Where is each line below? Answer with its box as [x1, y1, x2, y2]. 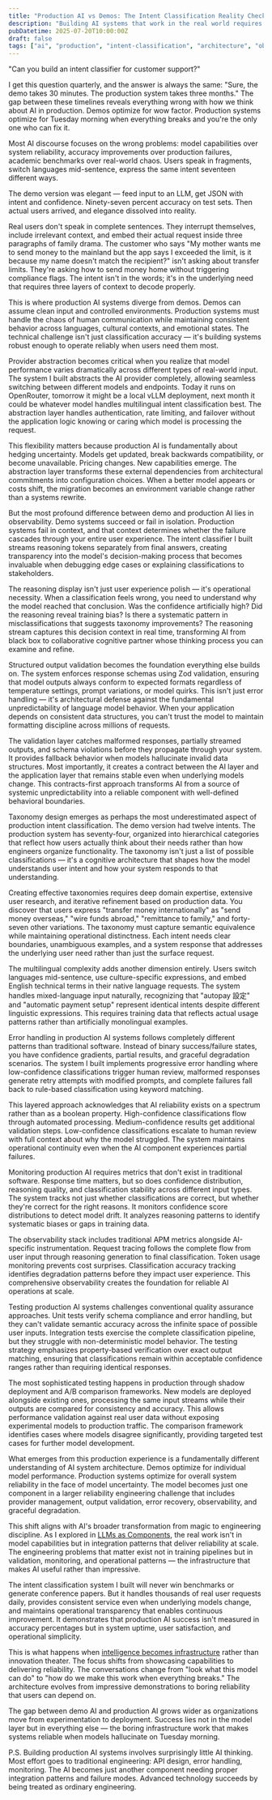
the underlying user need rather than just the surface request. [8, 949, 215, 958]
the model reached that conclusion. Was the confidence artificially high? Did [8, 601, 263, 612]
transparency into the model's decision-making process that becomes [8, 552, 243, 561]
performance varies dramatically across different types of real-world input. [8, 365, 258, 375]
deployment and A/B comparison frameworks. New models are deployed [8, 1387, 252, 1397]
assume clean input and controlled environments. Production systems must [8, 306, 260, 316]
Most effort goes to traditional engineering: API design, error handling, [8, 1756, 243, 1766]
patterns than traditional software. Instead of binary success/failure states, [8, 1042, 257, 1051]
